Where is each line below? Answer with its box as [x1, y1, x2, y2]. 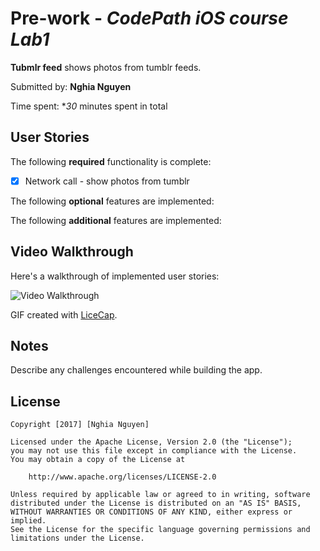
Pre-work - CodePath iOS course [10, 7, 289, 30]
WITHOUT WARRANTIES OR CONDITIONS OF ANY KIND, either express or [10, 507, 293, 517]
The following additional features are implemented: [10, 214, 222, 226]
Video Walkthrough [10, 243, 134, 261]
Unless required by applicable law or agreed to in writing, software [10, 490, 311, 500]
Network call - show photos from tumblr [24, 175, 190, 187]
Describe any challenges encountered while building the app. [10, 364, 263, 376]
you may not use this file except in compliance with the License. [10, 446, 298, 456]
